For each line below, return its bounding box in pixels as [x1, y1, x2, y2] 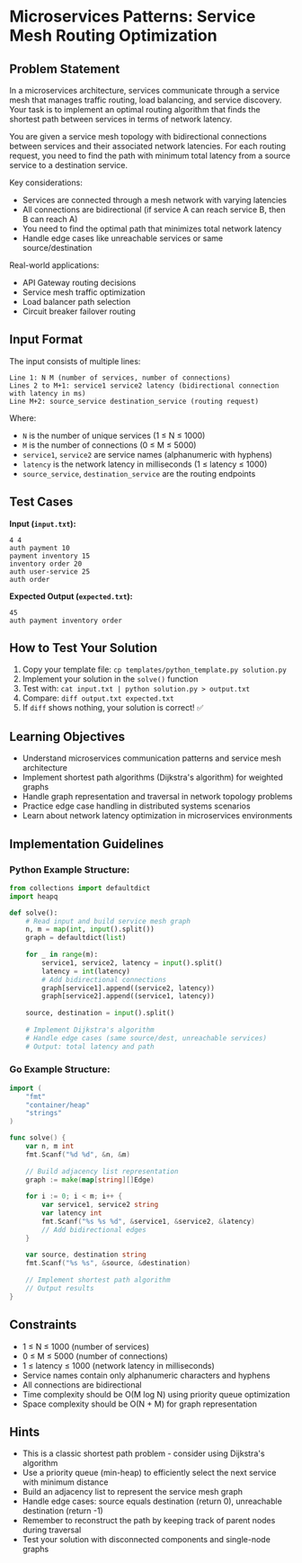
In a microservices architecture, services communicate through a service [9, 85, 280, 95]
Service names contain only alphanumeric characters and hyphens [22, 1370, 271, 1380]
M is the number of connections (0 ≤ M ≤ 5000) [22, 439, 197, 451]
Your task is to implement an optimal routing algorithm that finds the [9, 104, 261, 114]
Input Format [9, 332, 84, 347]
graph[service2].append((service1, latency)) [41, 992, 216, 1001]
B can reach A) [22, 214, 78, 224]
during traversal [22, 1524, 82, 1535]
